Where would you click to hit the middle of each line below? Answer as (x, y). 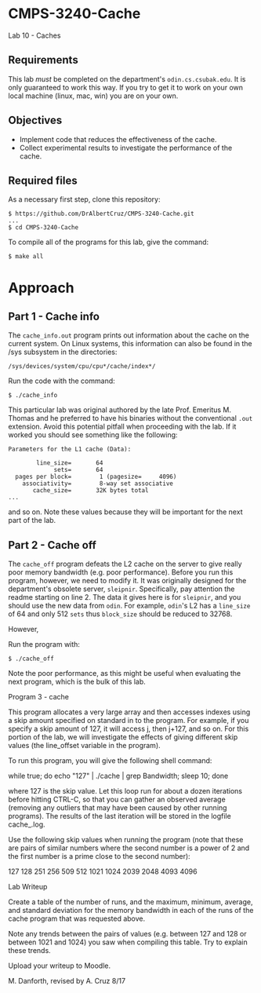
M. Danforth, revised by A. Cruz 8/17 (67, 981)
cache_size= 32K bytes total (91, 491)
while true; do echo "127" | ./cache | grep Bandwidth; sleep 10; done (118, 776)
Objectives (35, 120)
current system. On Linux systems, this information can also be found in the (130, 344)
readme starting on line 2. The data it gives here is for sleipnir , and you (125, 597)
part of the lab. (32, 520)
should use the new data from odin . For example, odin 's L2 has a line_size (129, 606)
